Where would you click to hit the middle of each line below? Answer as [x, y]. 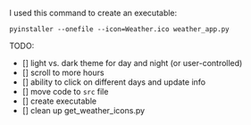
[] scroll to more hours [63, 72]
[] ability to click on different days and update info [114, 82]
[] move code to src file [65, 92]
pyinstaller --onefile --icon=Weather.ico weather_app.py [119, 29]
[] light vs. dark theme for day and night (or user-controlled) [132, 63]
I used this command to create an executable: [93, 13]
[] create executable [59, 101]
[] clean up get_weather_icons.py [84, 110]
